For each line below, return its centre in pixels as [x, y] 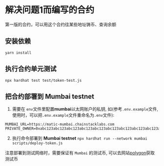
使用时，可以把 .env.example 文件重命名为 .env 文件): [63, 115]
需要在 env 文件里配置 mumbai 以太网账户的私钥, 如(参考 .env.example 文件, [85, 109]
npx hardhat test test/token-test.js [43, 80]
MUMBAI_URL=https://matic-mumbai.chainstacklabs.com [60, 125]
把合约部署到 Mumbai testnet [50, 96]
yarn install [18, 53]
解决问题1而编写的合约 [50, 10]
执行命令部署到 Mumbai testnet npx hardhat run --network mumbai [80, 138]
